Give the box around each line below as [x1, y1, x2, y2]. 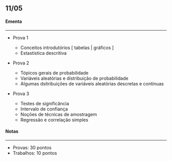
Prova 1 [12, 34, 29, 40]
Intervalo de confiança [20, 106, 68, 112]
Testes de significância [20, 100, 69, 106]
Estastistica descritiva [20, 50, 67, 56]
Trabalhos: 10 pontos [12, 150, 57, 156]
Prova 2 [12, 60, 30, 66]
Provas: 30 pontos [12, 144, 52, 150]
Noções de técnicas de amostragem [20, 111, 97, 117]
